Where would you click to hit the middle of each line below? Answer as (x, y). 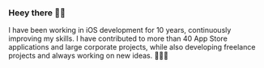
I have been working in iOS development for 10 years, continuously (120, 30)
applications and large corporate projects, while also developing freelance (132, 47)
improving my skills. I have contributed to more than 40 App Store (118, 38)
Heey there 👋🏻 (37, 13)
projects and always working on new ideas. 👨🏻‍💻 (88, 56)
